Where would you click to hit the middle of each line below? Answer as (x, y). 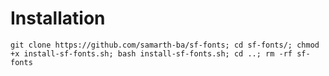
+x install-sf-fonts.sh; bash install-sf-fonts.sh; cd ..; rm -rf (151, 53)
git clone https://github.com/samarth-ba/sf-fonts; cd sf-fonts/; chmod (165, 45)
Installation (58, 18)
